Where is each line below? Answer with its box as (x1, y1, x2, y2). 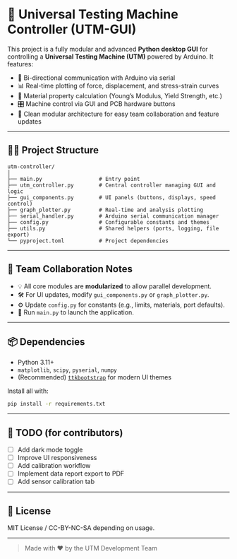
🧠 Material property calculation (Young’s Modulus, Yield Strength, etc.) (17, 91, 223, 100)
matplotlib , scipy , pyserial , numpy (17, 365, 118, 374)
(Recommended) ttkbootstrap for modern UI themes (17, 373, 171, 382)
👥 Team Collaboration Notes (7, 263, 133, 275)
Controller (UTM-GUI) (7, 21, 137, 37)
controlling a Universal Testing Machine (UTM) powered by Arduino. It (7, 52, 214, 61)
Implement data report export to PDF (17, 469, 125, 478)
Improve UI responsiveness (17, 454, 97, 462)
